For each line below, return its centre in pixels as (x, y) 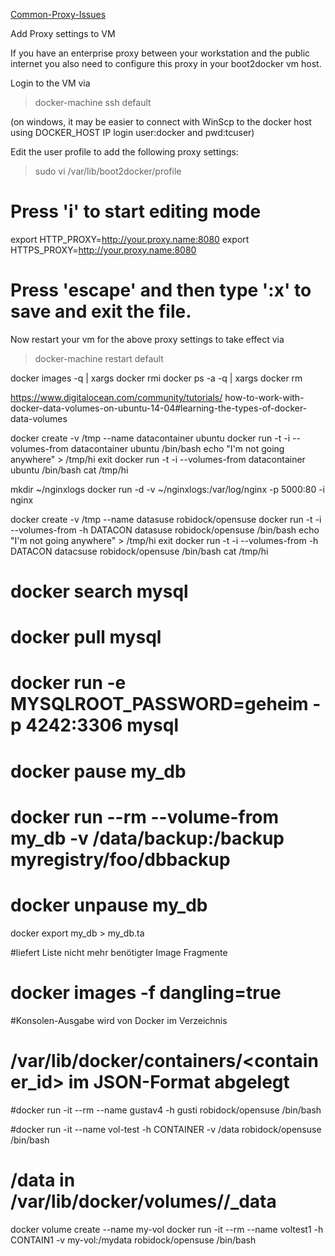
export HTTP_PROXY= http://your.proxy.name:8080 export (130, 239)
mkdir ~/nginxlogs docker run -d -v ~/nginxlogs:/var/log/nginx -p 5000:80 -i (168, 489)
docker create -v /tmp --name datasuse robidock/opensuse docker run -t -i (166, 519)
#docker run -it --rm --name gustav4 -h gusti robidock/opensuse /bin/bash (166, 1110)
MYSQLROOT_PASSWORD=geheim (159, 704)
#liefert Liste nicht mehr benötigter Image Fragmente (119, 952)
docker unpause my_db (109, 905)
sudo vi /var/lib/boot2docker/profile (108, 171)
